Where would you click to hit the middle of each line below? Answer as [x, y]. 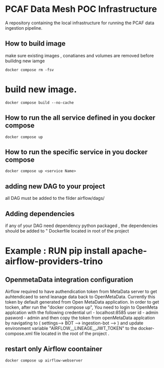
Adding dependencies [40, 214]
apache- [129, 251]
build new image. [41, 89]
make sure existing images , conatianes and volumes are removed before [80, 55]
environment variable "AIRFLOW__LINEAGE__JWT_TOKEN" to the [71, 328]
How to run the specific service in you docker [76, 152]
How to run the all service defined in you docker [80, 118]
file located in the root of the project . [72, 333]
